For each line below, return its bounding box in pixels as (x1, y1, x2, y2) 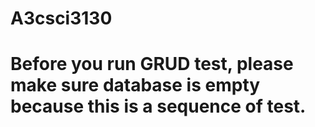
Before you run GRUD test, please (10, 53, 294, 76)
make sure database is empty (10, 74, 261, 97)
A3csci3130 (10, 7, 113, 30)
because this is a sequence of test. (10, 95, 307, 118)
